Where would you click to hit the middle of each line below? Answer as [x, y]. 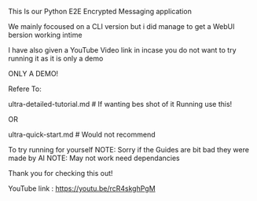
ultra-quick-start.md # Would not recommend [82, 134]
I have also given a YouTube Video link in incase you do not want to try [123, 50]
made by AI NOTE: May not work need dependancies [94, 158]
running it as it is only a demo [56, 58]
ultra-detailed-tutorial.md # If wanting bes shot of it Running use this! [120, 104]
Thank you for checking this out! [61, 173]
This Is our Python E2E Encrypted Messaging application [100, 11]
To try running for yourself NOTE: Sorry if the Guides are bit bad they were [129, 150]
